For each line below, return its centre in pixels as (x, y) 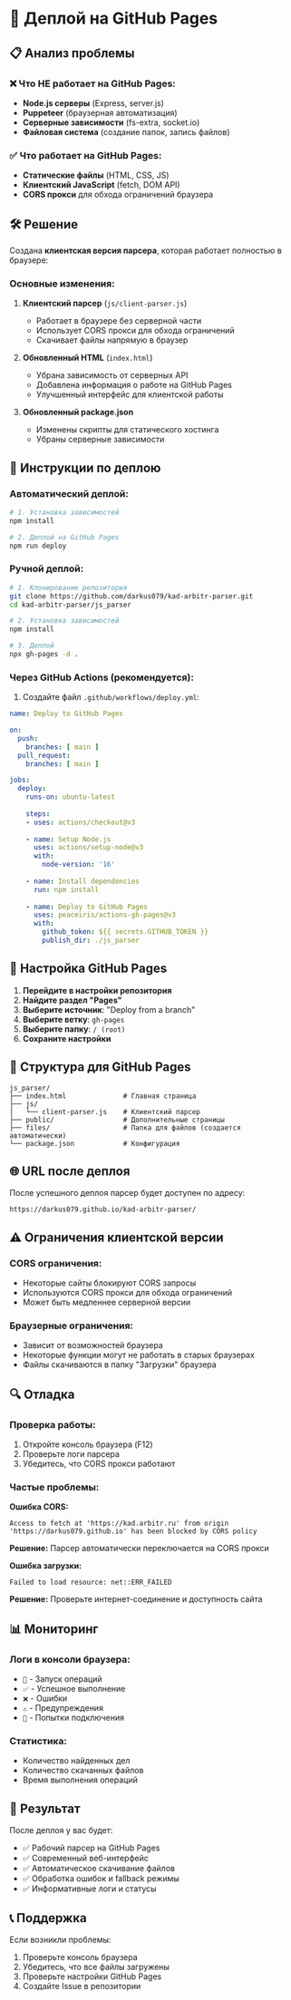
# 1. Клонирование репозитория (68, 587)
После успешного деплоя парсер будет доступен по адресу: (127, 1193)
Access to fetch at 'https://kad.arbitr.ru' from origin (119, 1524)
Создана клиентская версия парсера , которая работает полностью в (146, 250)
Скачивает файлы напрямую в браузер (112, 340)
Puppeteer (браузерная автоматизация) (100, 112)
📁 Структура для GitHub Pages (101, 1068)
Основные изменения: (62, 283)
